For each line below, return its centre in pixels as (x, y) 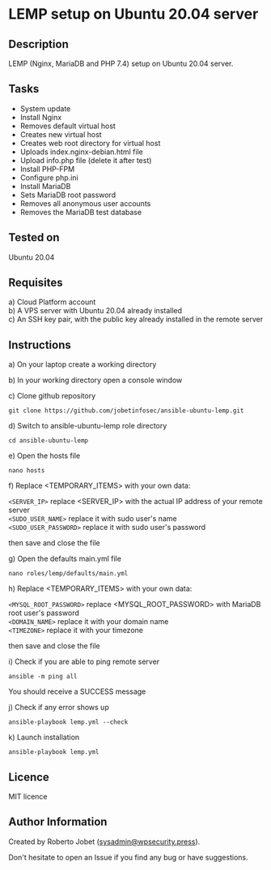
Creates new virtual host (61, 134)
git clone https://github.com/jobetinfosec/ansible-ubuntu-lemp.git (126, 411)
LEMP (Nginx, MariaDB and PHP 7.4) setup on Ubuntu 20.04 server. (121, 63)
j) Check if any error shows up (59, 708)
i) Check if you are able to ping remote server (84, 661)
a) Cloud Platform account (52, 302)
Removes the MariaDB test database (81, 212)
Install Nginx (41, 117)
